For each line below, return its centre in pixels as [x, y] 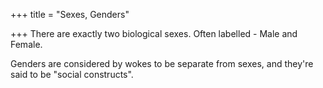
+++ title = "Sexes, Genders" [70, 14]
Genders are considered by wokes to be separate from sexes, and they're [162, 63]
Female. [26, 44]
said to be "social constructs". [72, 74]
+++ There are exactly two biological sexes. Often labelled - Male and [154, 33]
